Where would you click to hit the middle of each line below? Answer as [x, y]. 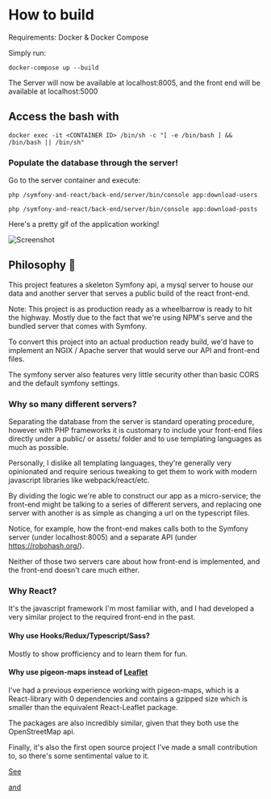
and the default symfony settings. [64, 383]
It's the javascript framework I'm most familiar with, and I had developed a [131, 608]
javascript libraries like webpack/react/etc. [79, 480]
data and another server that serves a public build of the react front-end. [129, 293]
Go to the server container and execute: [75, 180]
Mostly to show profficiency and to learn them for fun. [98, 654]
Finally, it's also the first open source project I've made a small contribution [133, 747]
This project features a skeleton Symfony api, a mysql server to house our [131, 284]
